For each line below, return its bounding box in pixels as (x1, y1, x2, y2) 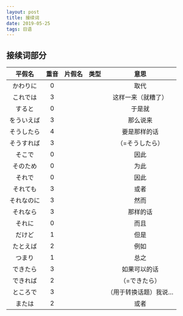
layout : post (6, 9, 40, 15)
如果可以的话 (121, 265, 159, 274)
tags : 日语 (6, 26, 32, 32)
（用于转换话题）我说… (107, 288, 174, 296)
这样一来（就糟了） (112, 93, 168, 101)
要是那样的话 (121, 128, 159, 136)
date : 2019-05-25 (6, 20, 51, 26)
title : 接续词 (6, 15, 40, 21)
